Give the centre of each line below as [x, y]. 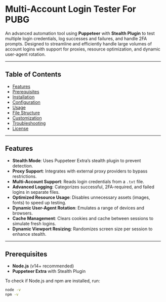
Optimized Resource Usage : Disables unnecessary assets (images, [81, 197]
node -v [13, 290]
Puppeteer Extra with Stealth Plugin [49, 271]
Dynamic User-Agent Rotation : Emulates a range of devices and [78, 208]
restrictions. [24, 176]
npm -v [12, 295]
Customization [27, 118]
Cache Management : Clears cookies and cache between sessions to [83, 218]
